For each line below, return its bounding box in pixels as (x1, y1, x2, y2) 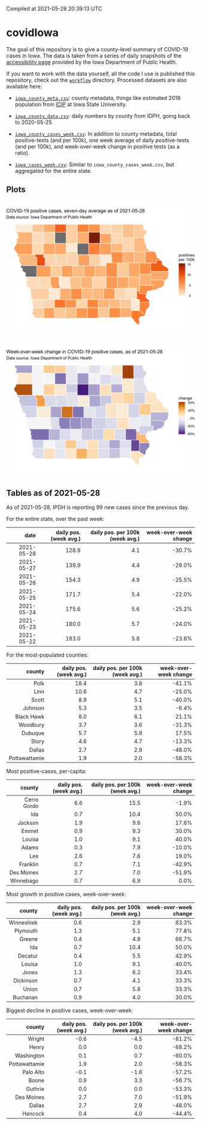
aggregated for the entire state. (14, 167, 93, 174)
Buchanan (13, 993, 38, 1001)
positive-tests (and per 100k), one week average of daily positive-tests (14, 136, 190, 144)
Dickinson (13, 977, 38, 984)
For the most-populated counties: (6, 651, 89, 658)
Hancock (22, 1110, 45, 1117)
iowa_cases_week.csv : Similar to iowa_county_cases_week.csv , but (14, 161, 175, 168)
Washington (14, 1052, 45, 1059)
